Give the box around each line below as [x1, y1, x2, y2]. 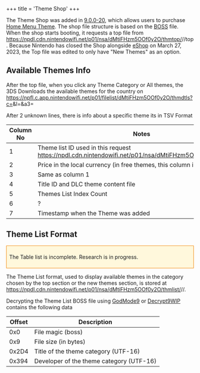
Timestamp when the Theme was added [37, 209, 151, 217]
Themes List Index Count [37, 189, 108, 198]
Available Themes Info [6, 66, 91, 76]
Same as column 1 [37, 170, 90, 178]
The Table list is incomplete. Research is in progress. [9, 253, 139, 260]
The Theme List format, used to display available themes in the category [6, 273, 183, 280]
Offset [10, 318, 28, 326]
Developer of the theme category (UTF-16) [34, 357, 157, 365]
